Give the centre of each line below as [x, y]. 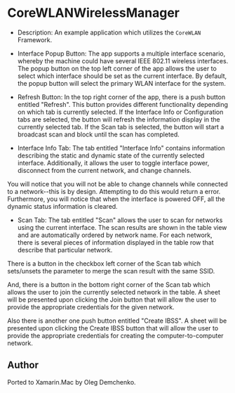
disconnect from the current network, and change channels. [104, 170]
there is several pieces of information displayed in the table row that [115, 242]
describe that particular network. [65, 250]
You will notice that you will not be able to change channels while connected [117, 183]
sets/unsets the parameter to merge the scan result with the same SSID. [111, 271]
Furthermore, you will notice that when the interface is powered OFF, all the [116, 199]
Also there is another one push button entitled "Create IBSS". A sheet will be [117, 321]
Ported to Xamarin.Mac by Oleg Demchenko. [72, 382]
